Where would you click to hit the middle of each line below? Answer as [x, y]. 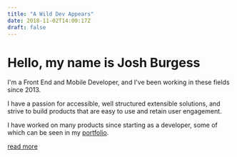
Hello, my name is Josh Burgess [104, 62]
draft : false [27, 27]
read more [22, 146]
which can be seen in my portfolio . [58, 133]
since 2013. [24, 90]
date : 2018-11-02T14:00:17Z [49, 21]
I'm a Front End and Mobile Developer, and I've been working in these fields [118, 82]
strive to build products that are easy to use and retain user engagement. [115, 111]
